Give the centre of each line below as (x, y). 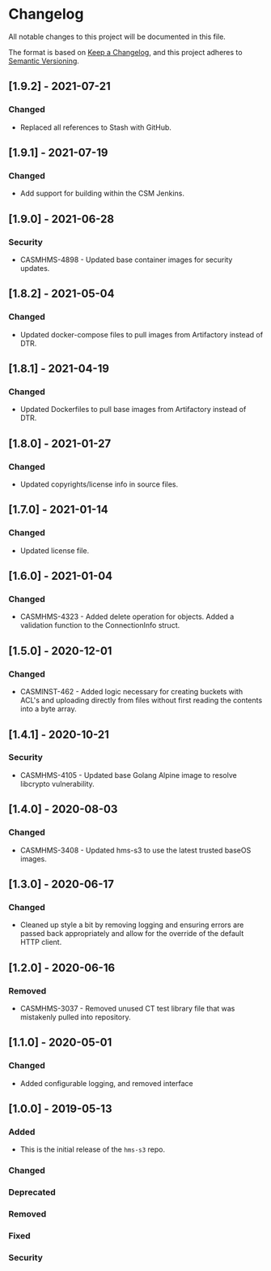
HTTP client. (41, 943)
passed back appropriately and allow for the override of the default (132, 934)
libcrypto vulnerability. (57, 784)
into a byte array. (48, 709)
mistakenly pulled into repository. (75, 1017)
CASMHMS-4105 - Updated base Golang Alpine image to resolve (128, 775)
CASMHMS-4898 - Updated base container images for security (126, 260)
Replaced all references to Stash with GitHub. (96, 127)
